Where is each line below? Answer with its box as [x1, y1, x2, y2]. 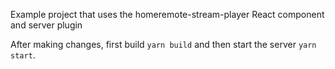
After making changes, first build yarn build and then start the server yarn [10, 39, 317, 50]
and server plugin [10, 19, 83, 31]
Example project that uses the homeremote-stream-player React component [10, 9, 325, 20]
